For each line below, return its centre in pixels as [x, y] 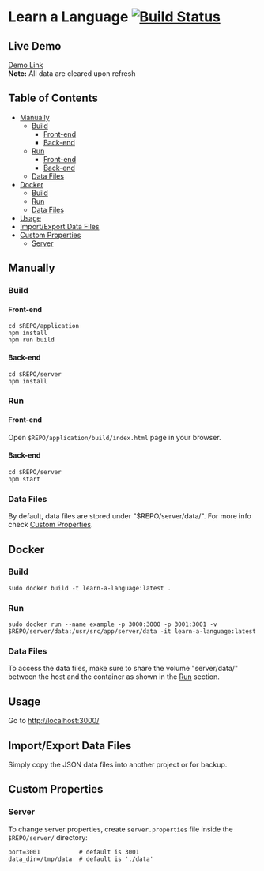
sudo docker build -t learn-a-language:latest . [90, 588]
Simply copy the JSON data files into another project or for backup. [118, 765]
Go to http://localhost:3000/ [54, 721]
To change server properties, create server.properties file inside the [121, 829]
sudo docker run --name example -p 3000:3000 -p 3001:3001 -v [113, 624]
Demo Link [26, 65]
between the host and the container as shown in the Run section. [114, 677]
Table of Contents [53, 98]
